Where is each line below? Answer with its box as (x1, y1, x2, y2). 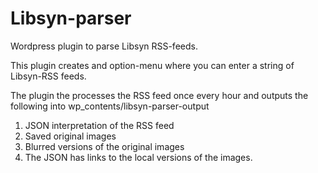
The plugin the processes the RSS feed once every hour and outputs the (10, 89, 309, 101)
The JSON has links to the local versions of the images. (24, 151, 253, 163)
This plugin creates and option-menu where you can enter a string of (10, 59, 295, 71)
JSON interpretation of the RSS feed (24, 119, 175, 131)
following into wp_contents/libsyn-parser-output (10, 100, 210, 112)
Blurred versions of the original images (24, 140, 185, 152)
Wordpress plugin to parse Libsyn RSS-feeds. (10, 40, 198, 52)
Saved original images (24, 130, 117, 142)
